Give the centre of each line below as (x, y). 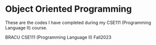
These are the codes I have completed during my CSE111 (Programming (78, 22)
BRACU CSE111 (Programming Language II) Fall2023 (58, 37)
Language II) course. (26, 27)
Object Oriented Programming (69, 9)
